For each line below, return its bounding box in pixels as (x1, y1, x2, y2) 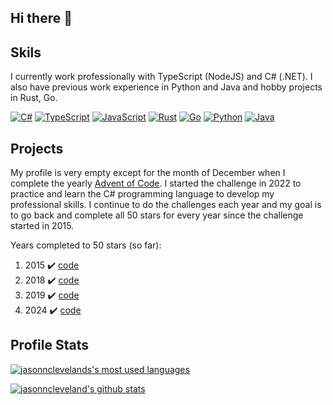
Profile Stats (10, 337, 89, 354)
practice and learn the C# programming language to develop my (10, 188, 275, 200)
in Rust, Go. (10, 92, 58, 104)
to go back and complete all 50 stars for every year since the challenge (10, 209, 304, 221)
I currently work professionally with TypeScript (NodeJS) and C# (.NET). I (10, 71, 313, 83)
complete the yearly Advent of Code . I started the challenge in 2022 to (10, 177, 302, 190)
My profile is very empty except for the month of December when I (10, 167, 286, 179)
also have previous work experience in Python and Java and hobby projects (10, 81, 323, 93)
